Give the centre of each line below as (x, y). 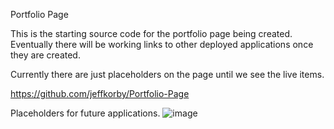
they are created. (45, 55)
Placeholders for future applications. (85, 113)
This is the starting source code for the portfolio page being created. (151, 33)
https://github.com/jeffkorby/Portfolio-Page (100, 93)
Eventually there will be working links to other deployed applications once (162, 44)
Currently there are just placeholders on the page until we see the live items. (167, 74)
